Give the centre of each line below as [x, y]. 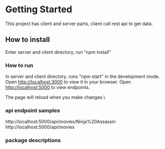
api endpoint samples [33, 110]
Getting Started [39, 9]
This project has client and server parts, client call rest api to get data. [79, 24]
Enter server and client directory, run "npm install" [58, 52]
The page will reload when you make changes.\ [55, 97]
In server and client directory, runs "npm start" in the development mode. [82, 77]
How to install [28, 40]
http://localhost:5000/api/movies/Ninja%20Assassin [61, 122]
